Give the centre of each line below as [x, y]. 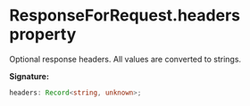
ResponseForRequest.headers [125, 16]
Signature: [29, 76]
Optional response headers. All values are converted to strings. [125, 59]
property [43, 34]
